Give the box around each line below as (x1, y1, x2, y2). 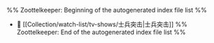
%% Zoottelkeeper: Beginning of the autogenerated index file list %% (6, 6, 208, 14)
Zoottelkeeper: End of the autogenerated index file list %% (16, 28, 186, 36)
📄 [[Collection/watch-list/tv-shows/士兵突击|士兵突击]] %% (16, 20, 188, 28)
